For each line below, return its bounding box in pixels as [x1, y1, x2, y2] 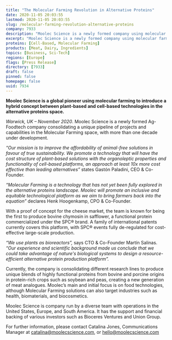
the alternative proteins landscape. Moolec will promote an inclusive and [6, 187, 160, 193]
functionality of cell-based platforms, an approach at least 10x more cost [6, 161, 160, 167]
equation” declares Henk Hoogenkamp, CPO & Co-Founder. [6, 198, 132, 204]
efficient [6, 256, 23, 262]
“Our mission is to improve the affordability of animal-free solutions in [6, 144, 153, 151]
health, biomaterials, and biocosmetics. [6, 292, 88, 299]
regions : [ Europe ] [6, 55, 45, 60]
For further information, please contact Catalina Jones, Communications [6, 323, 158, 330]
